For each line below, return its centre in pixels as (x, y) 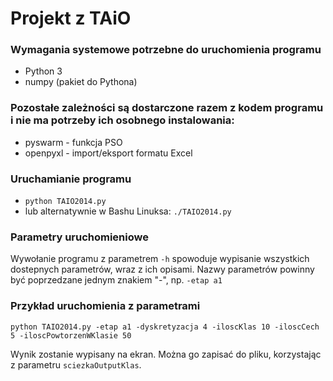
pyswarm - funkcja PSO (73, 142)
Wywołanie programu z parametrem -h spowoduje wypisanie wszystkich (160, 259)
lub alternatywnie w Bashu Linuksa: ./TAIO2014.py (128, 211)
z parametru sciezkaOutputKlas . (76, 364)
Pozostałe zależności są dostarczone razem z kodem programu (167, 108)
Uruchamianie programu (71, 179)
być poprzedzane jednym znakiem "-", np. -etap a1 (116, 280)
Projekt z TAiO (71, 18)
